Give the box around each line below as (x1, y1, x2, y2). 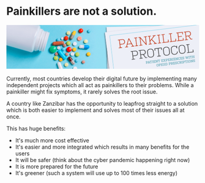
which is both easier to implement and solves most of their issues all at (6, 106, 185, 114)
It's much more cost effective (15, 136, 90, 144)
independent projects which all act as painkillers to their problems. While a (6, 81, 194, 88)
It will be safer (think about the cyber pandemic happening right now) (15, 156, 190, 163)
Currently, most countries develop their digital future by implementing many (6, 75, 197, 82)
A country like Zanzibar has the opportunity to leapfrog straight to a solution (6, 99, 198, 107)
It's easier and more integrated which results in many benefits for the (15, 143, 190, 150)
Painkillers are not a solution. (6, 4, 157, 18)
